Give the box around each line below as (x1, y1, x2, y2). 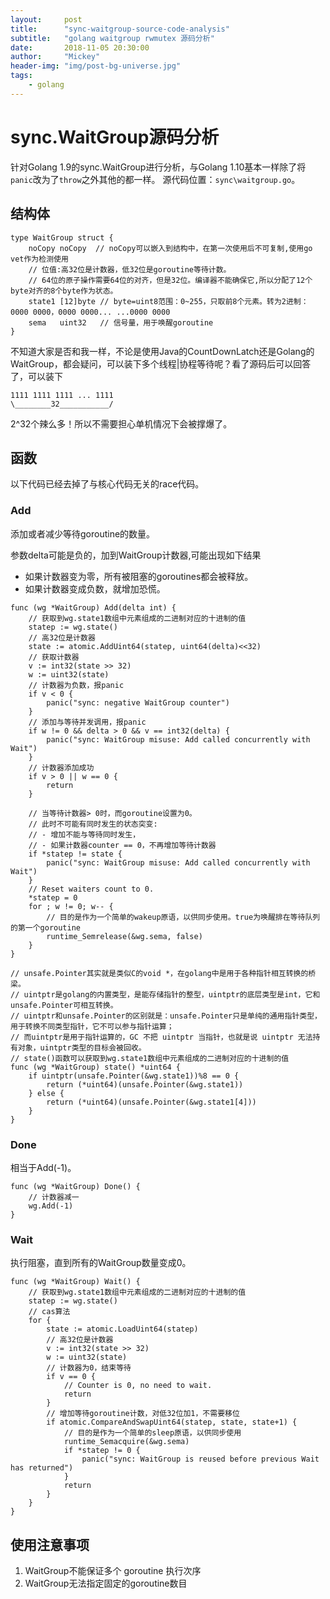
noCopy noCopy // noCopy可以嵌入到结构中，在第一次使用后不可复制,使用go (28, 243, 313, 253)
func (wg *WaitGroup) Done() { (10, 1181, 141, 1191)
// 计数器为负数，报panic (28, 680, 125, 690)
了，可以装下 (10, 370, 63, 382)
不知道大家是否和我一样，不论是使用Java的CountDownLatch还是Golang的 (10, 345, 315, 357)
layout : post (10, 14, 83, 25)
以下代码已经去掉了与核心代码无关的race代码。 (10, 478, 205, 490)
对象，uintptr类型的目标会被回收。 (17, 1042, 147, 1053)
